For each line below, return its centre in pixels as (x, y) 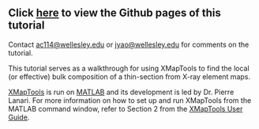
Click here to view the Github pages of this (114, 13)
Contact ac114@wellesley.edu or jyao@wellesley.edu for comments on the (129, 44)
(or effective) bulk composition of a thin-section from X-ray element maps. (129, 76)
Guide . (19, 117)
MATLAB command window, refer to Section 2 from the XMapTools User (126, 108)
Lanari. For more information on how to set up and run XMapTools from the (130, 100)
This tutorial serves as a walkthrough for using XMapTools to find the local (129, 68)
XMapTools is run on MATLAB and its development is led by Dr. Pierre (121, 92)
